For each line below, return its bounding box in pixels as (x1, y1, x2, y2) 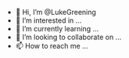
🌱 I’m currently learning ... (15, 24, 99, 33)
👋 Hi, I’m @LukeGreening (15, 8, 96, 16)
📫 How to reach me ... (15, 42, 88, 50)
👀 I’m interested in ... (15, 16, 82, 25)
